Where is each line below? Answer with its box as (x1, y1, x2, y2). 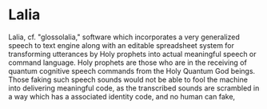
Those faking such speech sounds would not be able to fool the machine (8, 75, 248, 84)
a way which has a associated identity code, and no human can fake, (8, 91, 236, 101)
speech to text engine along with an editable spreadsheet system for (8, 40, 234, 50)
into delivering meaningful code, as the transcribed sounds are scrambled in (8, 83, 260, 93)
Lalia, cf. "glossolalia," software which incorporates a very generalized (8, 32, 240, 42)
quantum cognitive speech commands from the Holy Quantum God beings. (8, 66, 256, 75)
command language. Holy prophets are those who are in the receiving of (8, 58, 248, 67)
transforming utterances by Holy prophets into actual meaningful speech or (8, 49, 257, 59)
